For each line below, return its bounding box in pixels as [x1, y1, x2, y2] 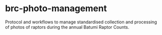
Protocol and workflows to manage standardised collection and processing [5, 19, 157, 25]
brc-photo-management [5, 3, 107, 14]
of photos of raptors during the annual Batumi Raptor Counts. [5, 24, 130, 30]
